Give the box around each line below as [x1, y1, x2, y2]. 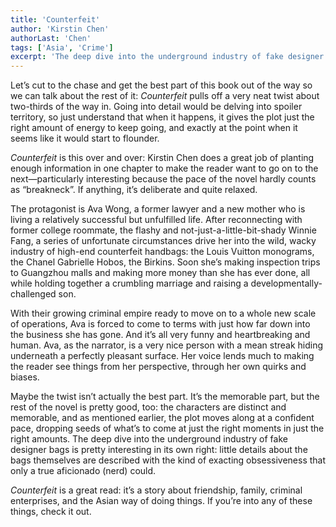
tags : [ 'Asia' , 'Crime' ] [10, 42, 114, 53]
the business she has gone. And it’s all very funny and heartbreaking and [10, 329, 311, 341]
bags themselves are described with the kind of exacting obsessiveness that [10, 454, 327, 466]
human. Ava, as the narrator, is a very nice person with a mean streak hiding [10, 339, 324, 351]
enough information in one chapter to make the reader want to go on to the [10, 162, 319, 175]
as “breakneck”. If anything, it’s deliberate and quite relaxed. [10, 184, 258, 196]
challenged [10, 288, 57, 300]
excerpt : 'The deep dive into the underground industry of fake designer [10, 52, 325, 62]
